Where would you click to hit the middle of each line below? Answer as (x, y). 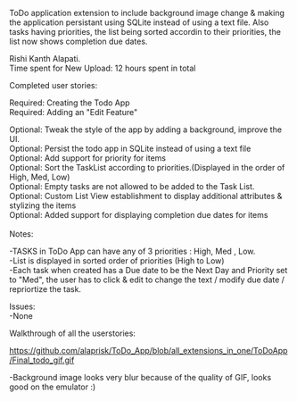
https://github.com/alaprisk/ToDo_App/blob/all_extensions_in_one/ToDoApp (148, 351)
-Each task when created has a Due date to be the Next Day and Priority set (148, 270)
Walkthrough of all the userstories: (73, 333)
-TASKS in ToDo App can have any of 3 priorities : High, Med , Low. (132, 251)
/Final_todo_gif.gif (42, 360)
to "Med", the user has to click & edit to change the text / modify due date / (147, 280)
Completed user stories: (54, 85)
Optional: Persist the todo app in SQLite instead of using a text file (130, 148)
